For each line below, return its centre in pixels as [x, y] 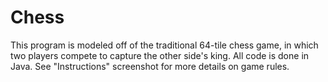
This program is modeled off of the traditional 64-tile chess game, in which [164, 45]
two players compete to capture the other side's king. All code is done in [160, 55]
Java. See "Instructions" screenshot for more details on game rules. [150, 66]
